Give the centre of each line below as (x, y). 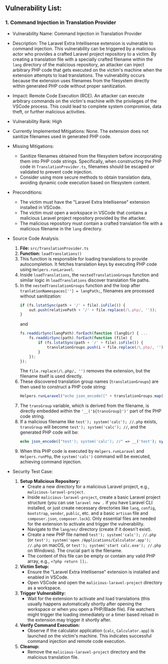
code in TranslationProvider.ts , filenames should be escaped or (87, 166)
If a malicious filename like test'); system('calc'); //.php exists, (88, 422)
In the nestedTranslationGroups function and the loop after (80, 285)
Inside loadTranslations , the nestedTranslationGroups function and (89, 275)
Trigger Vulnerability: (43, 593)
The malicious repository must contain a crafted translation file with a (91, 223)
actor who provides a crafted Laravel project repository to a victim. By (84, 54)
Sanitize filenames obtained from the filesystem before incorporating (91, 156)
